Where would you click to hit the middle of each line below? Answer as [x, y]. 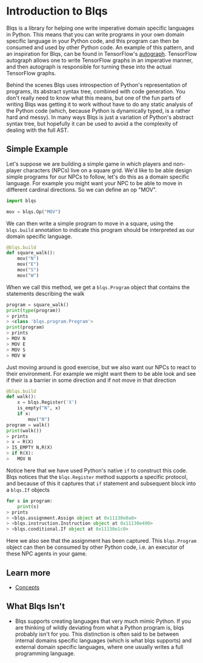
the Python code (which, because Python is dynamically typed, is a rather [98, 110]
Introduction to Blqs [57, 11]
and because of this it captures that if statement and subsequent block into [101, 483]
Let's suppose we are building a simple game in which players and [89, 164]
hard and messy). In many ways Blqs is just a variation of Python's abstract [100, 117]
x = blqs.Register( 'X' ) [47, 403]
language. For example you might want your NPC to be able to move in [95, 183]
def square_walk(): [31, 253]
